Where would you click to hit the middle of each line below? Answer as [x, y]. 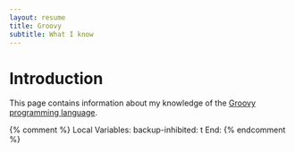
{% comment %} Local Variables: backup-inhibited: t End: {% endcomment [147, 130]
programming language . [54, 113]
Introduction [56, 78]
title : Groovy [36, 26]
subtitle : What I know [51, 34]
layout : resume [38, 17]
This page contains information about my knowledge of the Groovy [133, 103]
